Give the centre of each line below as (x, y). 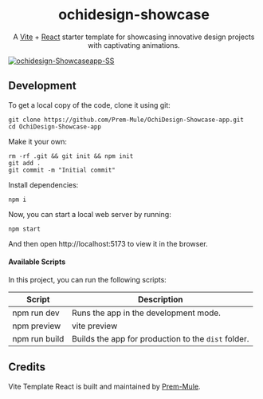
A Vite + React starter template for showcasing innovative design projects (134, 37)
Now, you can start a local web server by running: (90, 214)
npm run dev (36, 313)
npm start (25, 229)
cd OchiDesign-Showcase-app (55, 126)
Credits (27, 367)
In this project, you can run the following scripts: (88, 279)
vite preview (94, 326)
